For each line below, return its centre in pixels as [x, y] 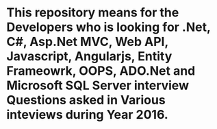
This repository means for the [93, 13]
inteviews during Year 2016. [87, 115]
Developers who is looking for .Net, [108, 27]
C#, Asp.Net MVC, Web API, [87, 42]
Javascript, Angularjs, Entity [89, 57]
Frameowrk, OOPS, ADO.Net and [101, 71]
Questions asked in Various [86, 100]
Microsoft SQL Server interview [98, 85]
